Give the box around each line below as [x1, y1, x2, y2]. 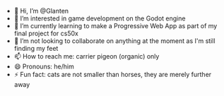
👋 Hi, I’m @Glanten [13, 7, 69, 15]
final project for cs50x [13, 29, 79, 37]
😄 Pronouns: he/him [13, 62, 74, 71]
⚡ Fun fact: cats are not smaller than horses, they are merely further [13, 71, 212, 78]
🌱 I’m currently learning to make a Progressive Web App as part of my [13, 22, 218, 30]
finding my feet [13, 44, 59, 52]
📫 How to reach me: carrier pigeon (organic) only [13, 52, 160, 60]
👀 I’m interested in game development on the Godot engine [13, 14, 186, 23]
